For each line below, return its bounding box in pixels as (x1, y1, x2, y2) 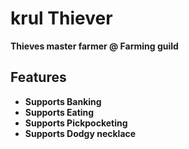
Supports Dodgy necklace (24, 127, 137, 139)
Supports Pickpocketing (24, 117, 128, 129)
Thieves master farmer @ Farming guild (10, 40, 179, 52)
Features (10, 69, 67, 86)
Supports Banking (24, 95, 102, 107)
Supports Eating (24, 106, 95, 118)
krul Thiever (10, 7, 113, 30)
